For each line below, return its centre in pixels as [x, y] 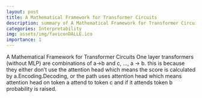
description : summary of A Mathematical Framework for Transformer [93, 23]
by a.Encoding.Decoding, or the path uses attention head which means [94, 76]
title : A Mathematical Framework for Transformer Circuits [82, 17]
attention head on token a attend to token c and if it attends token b [90, 82]
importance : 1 [24, 40]
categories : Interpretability [44, 29]
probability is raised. [32, 89]
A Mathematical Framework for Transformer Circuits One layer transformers [100, 57]
